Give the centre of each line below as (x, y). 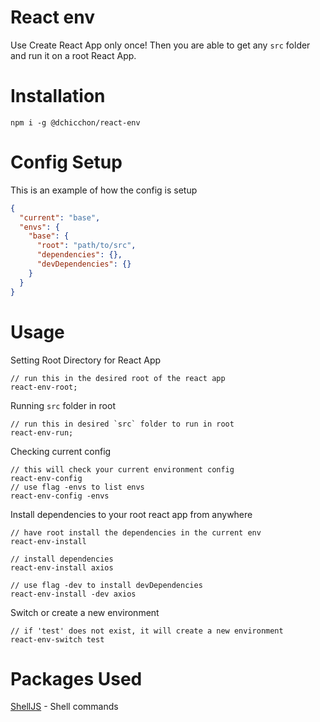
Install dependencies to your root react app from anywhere (131, 514)
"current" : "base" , (60, 217)
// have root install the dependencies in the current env (136, 532)
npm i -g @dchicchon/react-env (75, 122)
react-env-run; (42, 432)
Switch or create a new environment (85, 612)
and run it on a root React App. (73, 55)
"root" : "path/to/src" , (86, 246)
